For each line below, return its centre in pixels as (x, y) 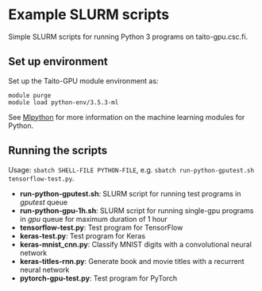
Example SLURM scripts (89, 15)
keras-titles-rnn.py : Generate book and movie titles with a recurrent (132, 261)
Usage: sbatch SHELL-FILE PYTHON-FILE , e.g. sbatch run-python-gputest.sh (131, 169)
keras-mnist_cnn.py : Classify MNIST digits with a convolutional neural (136, 244)
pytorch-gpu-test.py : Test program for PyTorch (98, 278)
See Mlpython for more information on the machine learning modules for (127, 117)
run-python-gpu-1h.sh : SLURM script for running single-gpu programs (137, 210)
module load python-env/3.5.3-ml (64, 102)
